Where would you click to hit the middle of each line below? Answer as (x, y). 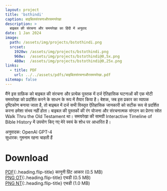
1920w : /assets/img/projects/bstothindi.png (61, 51)
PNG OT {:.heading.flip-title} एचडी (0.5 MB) (48, 177)
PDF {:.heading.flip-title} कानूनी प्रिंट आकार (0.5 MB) (54, 172)
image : (12, 38)
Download (27, 158)
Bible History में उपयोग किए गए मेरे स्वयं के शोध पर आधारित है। (58, 122)
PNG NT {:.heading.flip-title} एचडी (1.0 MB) (48, 183)
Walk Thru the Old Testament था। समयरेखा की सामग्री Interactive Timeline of (78, 116)
